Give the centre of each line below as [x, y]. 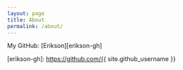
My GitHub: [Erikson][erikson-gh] [55, 46]
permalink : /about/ [35, 26]
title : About [26, 20]
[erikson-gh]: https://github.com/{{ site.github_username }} [91, 59]
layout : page [26, 13]
